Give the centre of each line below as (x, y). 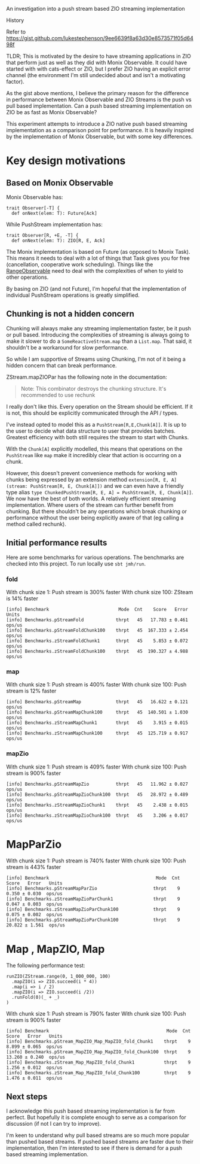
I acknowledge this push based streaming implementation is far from (90, 1111)
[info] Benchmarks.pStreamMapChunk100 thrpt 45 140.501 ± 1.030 (97, 712)
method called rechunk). (36, 524)
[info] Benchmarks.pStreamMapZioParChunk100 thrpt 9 (93, 920)
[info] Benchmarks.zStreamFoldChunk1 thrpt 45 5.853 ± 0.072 (97, 641)
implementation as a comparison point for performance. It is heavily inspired (100, 130)
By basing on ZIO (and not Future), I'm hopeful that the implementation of (96, 289)
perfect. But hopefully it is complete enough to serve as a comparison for (96, 1117)
